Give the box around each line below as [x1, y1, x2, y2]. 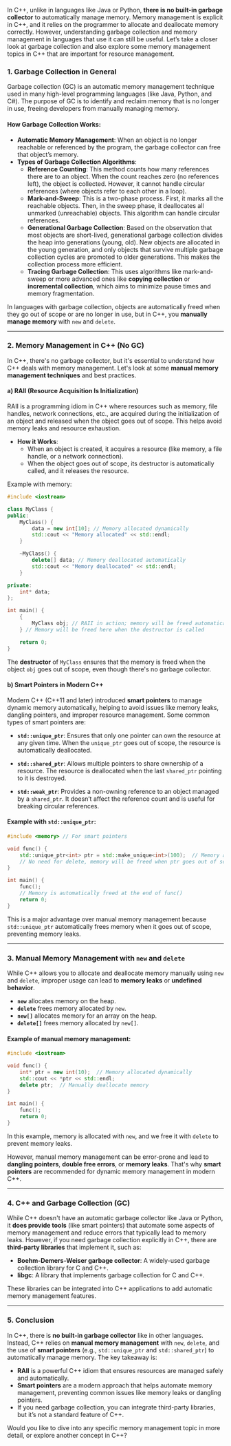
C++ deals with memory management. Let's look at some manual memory [7, 364, 219, 372]
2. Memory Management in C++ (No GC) [7, 341, 144, 350]
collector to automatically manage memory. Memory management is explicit [7, 13, 223, 21]
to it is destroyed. [16, 774, 67, 782]
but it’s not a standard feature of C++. [16, 1410, 124, 1418]
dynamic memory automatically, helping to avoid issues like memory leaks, [7, 703, 219, 711]
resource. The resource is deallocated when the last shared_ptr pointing [16, 766, 222, 775]
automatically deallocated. [16, 746, 92, 754]
